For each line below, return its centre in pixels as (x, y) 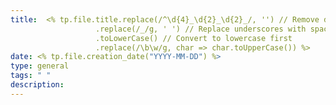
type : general (40, 66)
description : (37, 85)
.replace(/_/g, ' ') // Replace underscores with (201, 29)
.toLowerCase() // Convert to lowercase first (194, 38)
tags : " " (31, 76)
